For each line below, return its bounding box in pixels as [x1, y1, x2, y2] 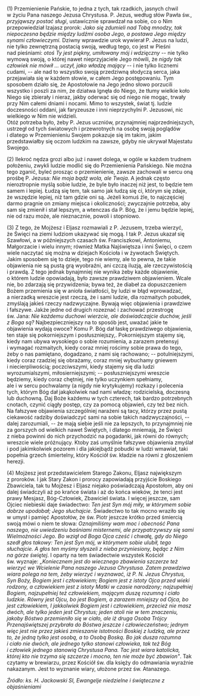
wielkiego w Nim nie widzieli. [7, 112, 78, 120]
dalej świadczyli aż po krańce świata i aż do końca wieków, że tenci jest [7, 488, 183, 496]
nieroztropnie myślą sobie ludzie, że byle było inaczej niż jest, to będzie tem [7, 181, 193, 188]
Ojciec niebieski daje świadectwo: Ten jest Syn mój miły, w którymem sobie [7, 501, 192, 508]
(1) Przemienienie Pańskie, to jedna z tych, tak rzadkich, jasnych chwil [7, 5, 179, 12]
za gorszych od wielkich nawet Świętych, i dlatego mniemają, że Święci [7, 427, 183, 433]
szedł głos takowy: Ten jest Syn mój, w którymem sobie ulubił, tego [7, 539, 171, 546]
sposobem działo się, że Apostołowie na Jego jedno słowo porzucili [7, 81, 173, 88]
